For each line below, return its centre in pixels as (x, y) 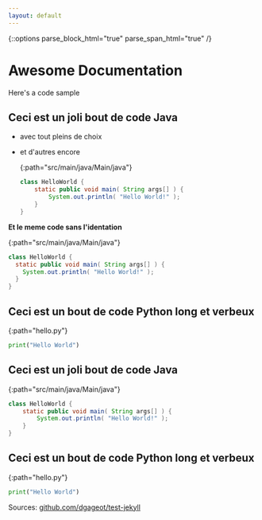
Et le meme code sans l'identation (65, 227)
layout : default (35, 16)
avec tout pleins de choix (61, 137)
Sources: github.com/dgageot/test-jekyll (75, 507)
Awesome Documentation (95, 70)
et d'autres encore (50, 152)
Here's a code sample (44, 92)
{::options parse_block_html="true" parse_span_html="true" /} (110, 38)
